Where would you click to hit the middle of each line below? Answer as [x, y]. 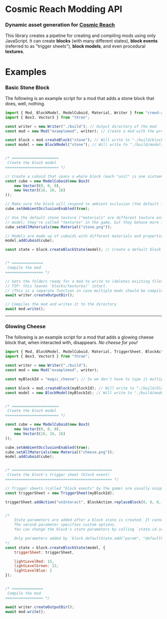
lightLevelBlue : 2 [33, 571]
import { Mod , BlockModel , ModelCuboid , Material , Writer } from [74, 113]
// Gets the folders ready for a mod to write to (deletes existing [78, 281]
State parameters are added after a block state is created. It [82, 520]
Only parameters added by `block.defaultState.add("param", [78, 539]
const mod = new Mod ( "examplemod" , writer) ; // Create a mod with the [80, 131]
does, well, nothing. [25, 103]
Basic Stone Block [27, 87]
